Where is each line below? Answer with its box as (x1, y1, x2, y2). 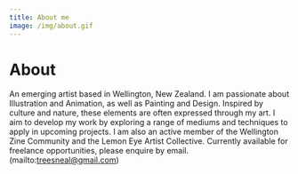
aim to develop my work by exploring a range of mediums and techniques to (9, 117, 288, 128)
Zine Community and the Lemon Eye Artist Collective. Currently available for (9, 136, 289, 146)
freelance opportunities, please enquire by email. (9, 146, 189, 156)
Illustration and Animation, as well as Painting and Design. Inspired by (9, 99, 264, 109)
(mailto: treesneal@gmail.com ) (9, 154, 120, 165)
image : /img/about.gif (9, 21, 93, 30)
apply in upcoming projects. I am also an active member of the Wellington (9, 126, 278, 138)
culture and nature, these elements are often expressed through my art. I (9, 107, 276, 118)
